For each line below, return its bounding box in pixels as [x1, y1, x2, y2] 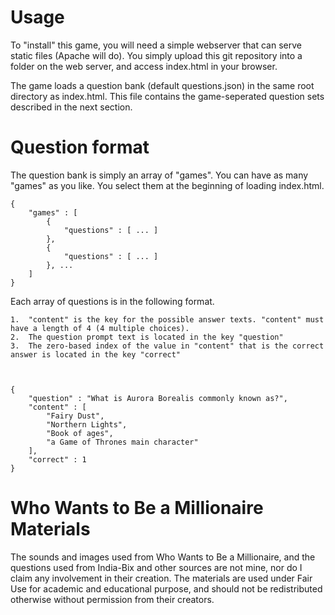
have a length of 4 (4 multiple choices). [10, 323, 190, 333]
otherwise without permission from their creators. [10, 593, 215, 605]
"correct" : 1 [28, 454, 87, 465]
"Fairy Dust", [46, 411, 105, 421]
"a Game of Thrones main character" [46, 437, 199, 447]
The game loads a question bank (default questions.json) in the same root [10, 79, 315, 91]
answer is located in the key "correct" [10, 349, 182, 360]
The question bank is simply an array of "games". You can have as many [10, 169, 309, 181]
